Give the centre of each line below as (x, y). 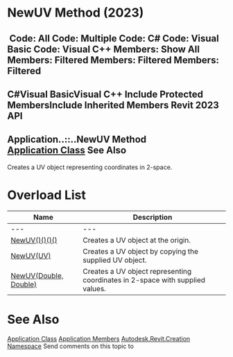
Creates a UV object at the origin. (137, 240)
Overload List (47, 195)
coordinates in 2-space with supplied (144, 280)
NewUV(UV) (31, 256)
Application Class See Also (67, 150)
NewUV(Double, (37, 275)
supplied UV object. (115, 260)
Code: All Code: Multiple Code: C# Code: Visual (114, 38)
